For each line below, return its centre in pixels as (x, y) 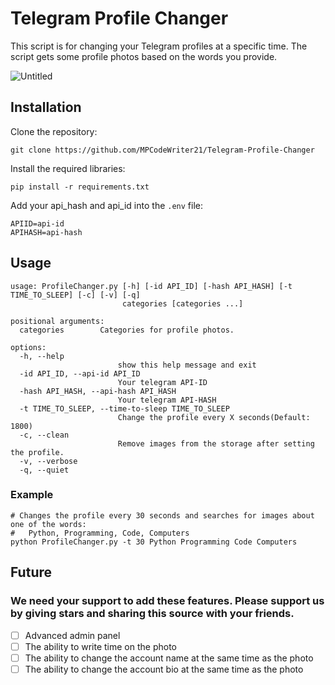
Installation (46, 107)
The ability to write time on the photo (101, 646)
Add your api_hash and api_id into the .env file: (107, 205)
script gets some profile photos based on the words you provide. (144, 56)
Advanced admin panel (72, 635)
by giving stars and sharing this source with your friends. (152, 614)
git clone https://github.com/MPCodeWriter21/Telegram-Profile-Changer (162, 150)
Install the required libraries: (68, 168)
